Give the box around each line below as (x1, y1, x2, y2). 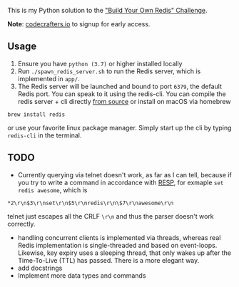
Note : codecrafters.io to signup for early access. (7, 20, 151, 28)
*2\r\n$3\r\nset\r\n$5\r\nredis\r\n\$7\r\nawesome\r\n (7, 199, 174, 207)
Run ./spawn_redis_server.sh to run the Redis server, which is (17, 67, 201, 75)
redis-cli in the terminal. (7, 131, 82, 140)
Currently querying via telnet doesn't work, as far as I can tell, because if (17, 170, 232, 179)
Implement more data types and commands (17, 271, 146, 280)
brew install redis (7, 110, 66, 118)
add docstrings (17, 263, 63, 272)
